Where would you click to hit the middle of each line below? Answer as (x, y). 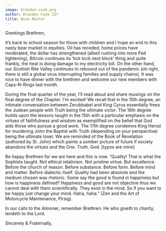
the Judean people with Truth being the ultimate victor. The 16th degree (78, 110)
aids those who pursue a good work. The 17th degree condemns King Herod (83, 126)
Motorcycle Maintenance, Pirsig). (39, 199)
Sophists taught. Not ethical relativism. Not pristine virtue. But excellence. (80, 162)
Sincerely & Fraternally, (29, 223)
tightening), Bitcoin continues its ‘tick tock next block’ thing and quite (76, 58)
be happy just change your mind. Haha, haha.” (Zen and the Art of (72, 193)
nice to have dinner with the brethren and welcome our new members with (81, 79)
